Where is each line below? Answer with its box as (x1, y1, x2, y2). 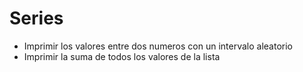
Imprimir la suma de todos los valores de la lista (23, 50, 221, 62)
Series (9, 7, 64, 30)
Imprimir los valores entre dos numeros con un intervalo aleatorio (23, 40, 293, 52)
